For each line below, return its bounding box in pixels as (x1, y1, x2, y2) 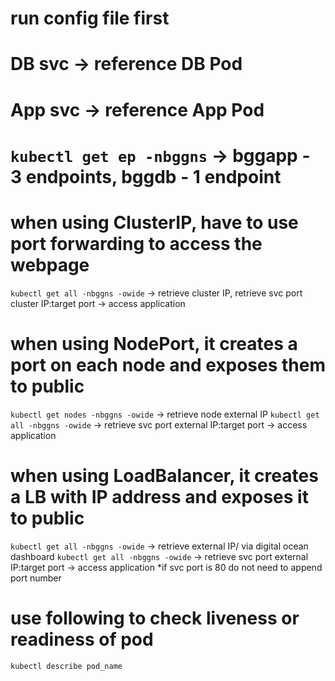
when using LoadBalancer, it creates (10, 464, 319, 487)
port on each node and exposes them (10, 353, 327, 376)
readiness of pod (10, 628, 154, 651)
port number (10, 572, 62, 584)
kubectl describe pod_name (10, 661, 123, 671)
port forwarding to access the (10, 232, 263, 255)
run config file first (10, 7, 170, 30)
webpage (10, 253, 90, 276)
